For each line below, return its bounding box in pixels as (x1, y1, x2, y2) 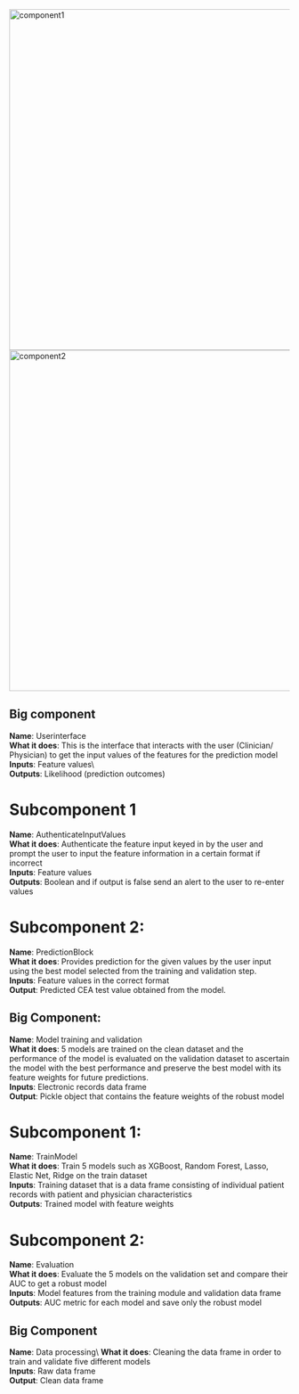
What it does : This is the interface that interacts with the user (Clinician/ (9, 740, 274, 750)
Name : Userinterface (9, 730, 87, 741)
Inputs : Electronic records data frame (9, 1081, 147, 1092)
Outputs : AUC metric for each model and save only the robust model (9, 1297, 263, 1308)
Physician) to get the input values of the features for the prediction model (9, 749, 279, 760)
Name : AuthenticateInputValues (9, 829, 126, 840)
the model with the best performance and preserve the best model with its (9, 1062, 282, 1073)
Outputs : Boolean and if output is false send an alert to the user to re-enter (9, 876, 285, 887)
